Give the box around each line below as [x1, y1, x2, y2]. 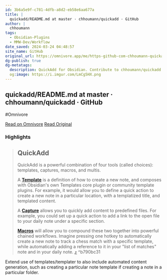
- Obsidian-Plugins [9, 35, 50, 40]
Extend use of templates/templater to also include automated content [5, 259, 147, 265]
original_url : [5, 53, 35, 59]
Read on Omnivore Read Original [5, 121, 72, 127]
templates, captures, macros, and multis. [17, 167, 101, 173]
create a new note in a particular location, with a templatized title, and [17, 192, 160, 199]
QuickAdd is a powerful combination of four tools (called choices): [17, 162, 154, 168]
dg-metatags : [5, 63, 32, 68]
